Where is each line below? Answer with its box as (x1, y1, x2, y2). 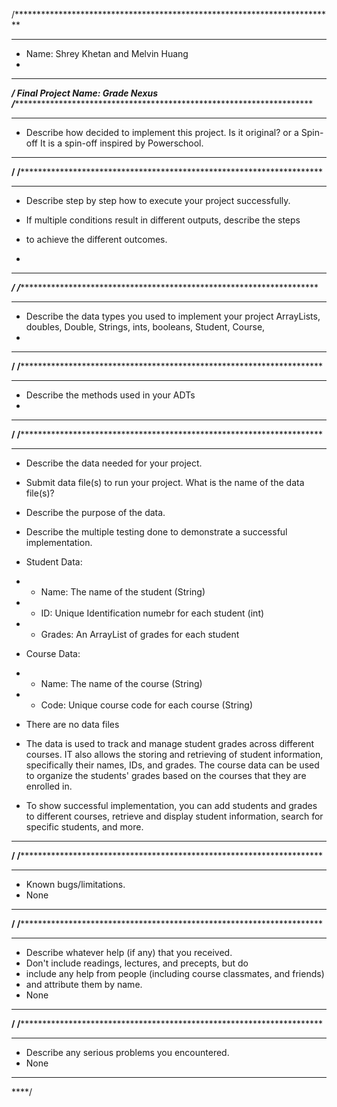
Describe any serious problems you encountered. (25, 1047, 230, 1058)
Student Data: (25, 556, 83, 568)
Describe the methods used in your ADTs (25, 389, 196, 401)
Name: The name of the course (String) (40, 678, 203, 689)
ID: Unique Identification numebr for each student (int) (40, 607, 265, 619)
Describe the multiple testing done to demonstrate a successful (25, 526, 288, 538)
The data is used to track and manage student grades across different (25, 738, 314, 749)
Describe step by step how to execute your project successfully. (25, 195, 291, 206)
